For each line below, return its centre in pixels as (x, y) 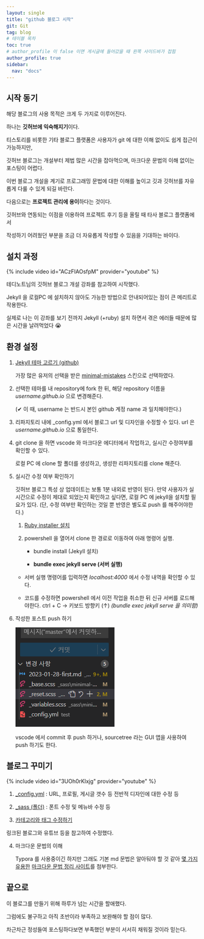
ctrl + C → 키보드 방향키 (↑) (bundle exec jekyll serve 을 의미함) (120, 605)
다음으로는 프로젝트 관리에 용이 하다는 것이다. (59, 202)
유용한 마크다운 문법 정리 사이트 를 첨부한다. (66, 866)
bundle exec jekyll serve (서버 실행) (78, 564)
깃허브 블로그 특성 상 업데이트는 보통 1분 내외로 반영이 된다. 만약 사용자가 (101, 489)
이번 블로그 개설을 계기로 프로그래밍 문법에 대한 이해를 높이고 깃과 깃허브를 (95, 181)
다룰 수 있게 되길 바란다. (46, 189)
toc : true (19, 45)
